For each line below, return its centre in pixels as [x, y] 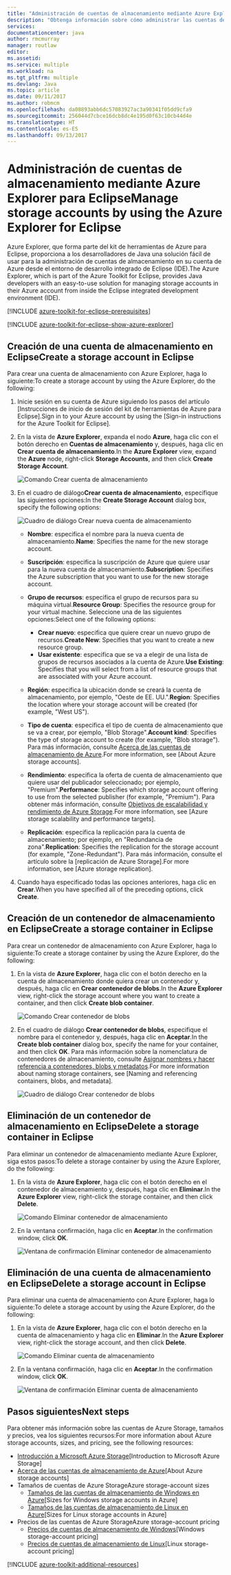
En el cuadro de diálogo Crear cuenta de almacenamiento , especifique [118, 493]
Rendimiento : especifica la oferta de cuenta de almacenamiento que [125, 775]
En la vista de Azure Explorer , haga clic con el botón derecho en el [112, 1182]
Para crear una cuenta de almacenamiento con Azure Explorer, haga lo [107, 373]
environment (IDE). [34, 298]
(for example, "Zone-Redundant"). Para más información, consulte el [125, 854]
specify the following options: [59, 507]
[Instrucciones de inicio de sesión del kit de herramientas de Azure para [119, 409]
